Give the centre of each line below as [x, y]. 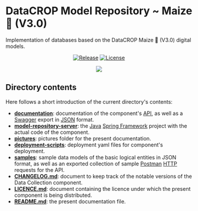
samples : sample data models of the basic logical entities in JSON [95, 157]
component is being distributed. [53, 195]
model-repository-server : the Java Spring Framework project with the [100, 126]
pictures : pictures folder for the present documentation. [83, 138]
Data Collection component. [48, 183]
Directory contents [41, 87]
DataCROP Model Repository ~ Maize [99, 11]
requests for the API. [39, 170]
